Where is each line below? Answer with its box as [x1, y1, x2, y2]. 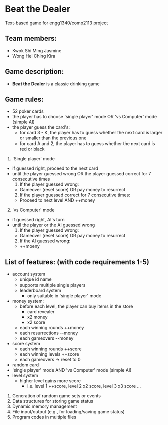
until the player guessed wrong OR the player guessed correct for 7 [12, 171, 151, 177]
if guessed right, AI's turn [12, 217, 65, 223]
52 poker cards [12, 108, 44, 114]
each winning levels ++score [19, 351, 79, 357]
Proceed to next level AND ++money [19, 197, 95, 203]
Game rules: [5, 95, 44, 103]
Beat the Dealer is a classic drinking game [12, 81, 100, 87]
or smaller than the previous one [19, 135, 87, 141]
